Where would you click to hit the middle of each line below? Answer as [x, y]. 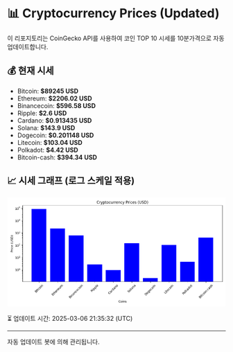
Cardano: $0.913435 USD [54, 120]
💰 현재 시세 [31, 71]
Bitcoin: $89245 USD [48, 91]
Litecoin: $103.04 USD [50, 142]
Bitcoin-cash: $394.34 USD [57, 157]
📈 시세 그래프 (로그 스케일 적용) [71, 181]
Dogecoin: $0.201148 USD [55, 135]
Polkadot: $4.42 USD [48, 150]
